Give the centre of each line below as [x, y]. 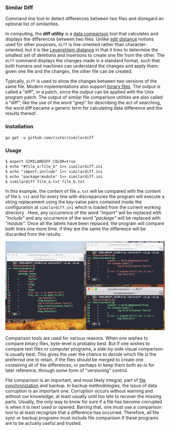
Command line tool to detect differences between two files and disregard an [84, 19]
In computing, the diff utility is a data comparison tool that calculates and [82, 34]
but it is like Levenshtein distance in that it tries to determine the [92, 50]
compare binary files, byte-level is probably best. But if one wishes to [78, 343]
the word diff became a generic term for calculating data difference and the [84, 108]
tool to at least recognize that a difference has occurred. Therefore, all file [82, 412]
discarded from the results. [33, 234]
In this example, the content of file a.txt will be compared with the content [83, 191]
